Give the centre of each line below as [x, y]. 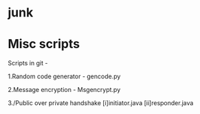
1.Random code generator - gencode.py [64, 76]
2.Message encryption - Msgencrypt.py [64, 90]
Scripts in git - [28, 63]
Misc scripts [44, 44]
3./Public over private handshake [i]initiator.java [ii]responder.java [101, 103]
